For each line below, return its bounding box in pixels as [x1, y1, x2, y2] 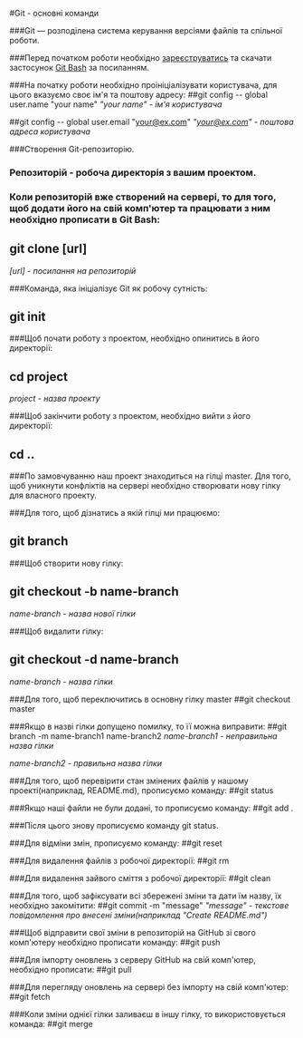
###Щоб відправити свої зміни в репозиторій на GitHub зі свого [9, 926, 256, 937]
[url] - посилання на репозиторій [9, 265, 137, 276]
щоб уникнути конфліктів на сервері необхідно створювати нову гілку [9, 480, 281, 491]
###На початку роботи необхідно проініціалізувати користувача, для [9, 80, 278, 90]
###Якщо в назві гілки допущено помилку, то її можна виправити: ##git [9, 721, 288, 732]
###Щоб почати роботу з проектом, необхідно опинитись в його [9, 333, 260, 344]
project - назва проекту [9, 393, 101, 404]
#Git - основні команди [9, 8, 99, 18]
